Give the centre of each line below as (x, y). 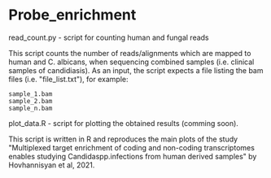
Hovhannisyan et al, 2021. (52, 165)
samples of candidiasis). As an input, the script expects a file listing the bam (136, 70)
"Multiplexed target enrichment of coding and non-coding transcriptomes (131, 147)
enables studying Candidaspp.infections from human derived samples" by (133, 156)
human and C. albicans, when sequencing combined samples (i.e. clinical (131, 62)
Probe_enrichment (72, 15)
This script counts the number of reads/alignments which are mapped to (130, 53)
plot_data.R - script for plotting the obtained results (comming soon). (123, 123)
